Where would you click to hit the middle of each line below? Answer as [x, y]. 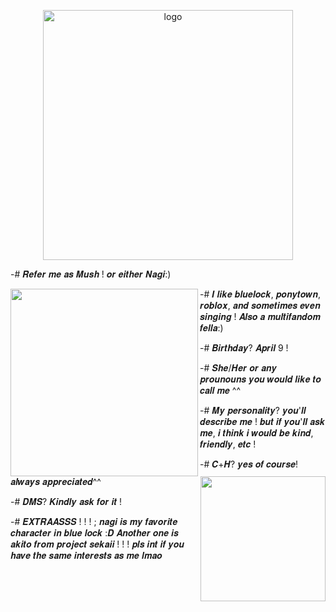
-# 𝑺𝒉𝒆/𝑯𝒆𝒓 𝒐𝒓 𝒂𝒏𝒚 [238, 368]
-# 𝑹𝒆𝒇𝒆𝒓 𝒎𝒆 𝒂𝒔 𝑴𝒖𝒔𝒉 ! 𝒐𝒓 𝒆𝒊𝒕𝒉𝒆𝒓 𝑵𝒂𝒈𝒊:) [91, 274]
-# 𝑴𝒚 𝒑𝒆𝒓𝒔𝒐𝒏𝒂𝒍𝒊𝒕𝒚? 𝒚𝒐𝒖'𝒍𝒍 [253, 410]
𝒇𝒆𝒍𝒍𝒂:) [211, 328]
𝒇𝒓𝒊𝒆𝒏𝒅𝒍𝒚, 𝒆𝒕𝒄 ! [228, 444]
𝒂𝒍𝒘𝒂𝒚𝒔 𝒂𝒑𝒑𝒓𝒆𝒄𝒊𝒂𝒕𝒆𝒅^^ [56, 481]
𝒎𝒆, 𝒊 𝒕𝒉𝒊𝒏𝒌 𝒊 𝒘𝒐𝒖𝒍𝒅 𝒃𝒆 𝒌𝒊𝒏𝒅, [256, 433]
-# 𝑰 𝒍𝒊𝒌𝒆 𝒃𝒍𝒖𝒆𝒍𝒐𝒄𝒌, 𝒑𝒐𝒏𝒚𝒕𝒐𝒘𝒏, [260, 294]
